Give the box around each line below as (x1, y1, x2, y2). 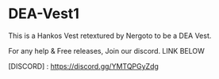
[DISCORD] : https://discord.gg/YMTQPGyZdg (8, 61, 159, 71)
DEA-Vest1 (8, 5, 79, 23)
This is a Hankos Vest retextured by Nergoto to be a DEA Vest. (8, 31, 212, 40)
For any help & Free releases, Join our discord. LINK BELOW (8, 46, 205, 55)
